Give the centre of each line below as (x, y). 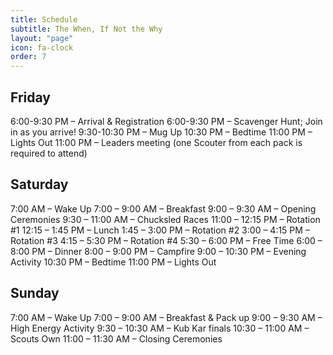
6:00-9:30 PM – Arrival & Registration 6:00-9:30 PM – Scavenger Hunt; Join (166, 121)
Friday (30, 97)
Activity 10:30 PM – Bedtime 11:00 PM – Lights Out (113, 262)
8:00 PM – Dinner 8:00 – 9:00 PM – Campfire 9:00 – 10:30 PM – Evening (158, 251)
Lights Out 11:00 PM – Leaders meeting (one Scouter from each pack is (156, 142)
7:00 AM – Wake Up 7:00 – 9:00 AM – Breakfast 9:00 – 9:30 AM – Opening (163, 208)
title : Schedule (44, 19)
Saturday (39, 184)
